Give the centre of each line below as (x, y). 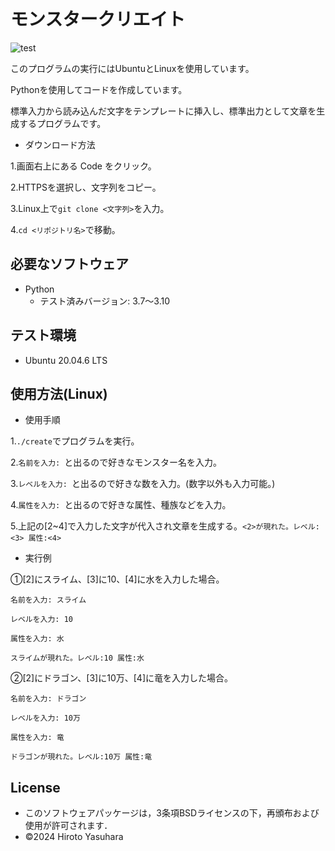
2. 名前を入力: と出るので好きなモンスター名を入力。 (116, 462)
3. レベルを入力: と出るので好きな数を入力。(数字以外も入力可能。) (143, 484)
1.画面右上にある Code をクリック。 (83, 166)
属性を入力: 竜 (37, 738)
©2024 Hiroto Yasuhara (74, 837)
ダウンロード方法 (60, 144)
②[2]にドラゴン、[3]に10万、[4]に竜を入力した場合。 (122, 678)
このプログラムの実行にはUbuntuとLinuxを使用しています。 (132, 68)
